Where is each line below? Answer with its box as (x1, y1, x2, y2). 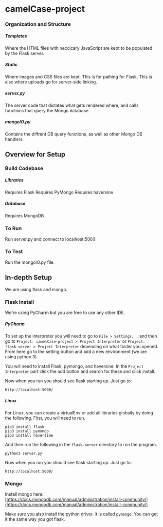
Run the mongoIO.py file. (5, 259, 55, 265)
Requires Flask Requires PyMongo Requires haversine (5, 189, 113, 195)
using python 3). (5, 353, 38, 359)
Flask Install (5, 298, 34, 305)
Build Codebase (5, 165, 44, 172)
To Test (5, 248, 23, 255)
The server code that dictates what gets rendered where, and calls (5, 102, 139, 108)
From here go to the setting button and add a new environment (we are (5, 349, 147, 354)
